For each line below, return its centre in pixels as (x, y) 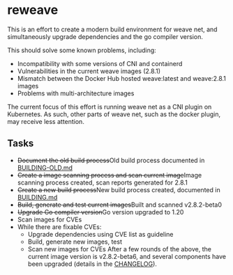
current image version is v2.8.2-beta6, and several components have (127, 256)
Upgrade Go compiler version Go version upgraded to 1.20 (100, 212)
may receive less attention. (46, 121)
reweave (33, 10)
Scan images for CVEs (50, 219)
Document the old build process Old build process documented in (111, 160)
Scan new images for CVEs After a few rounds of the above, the (119, 249)
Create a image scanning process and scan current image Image (110, 175)
